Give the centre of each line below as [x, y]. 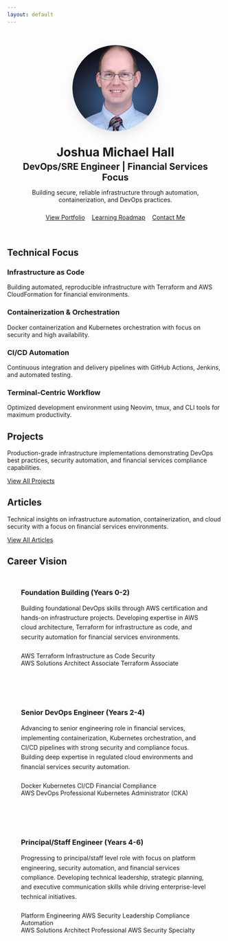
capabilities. [24, 468]
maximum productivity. [39, 415]
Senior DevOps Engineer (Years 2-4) [83, 713]
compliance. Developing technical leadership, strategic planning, [112, 877]
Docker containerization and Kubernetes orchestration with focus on [104, 327]
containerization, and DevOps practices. [115, 199]
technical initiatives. [49, 896]
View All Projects [31, 481]
